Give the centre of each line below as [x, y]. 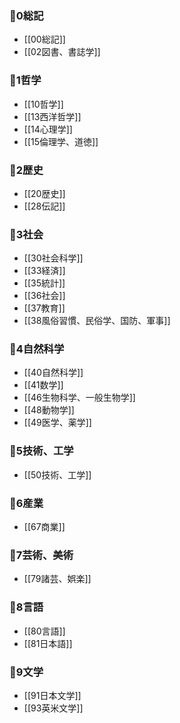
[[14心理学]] [48, 129]
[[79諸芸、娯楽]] [57, 579]
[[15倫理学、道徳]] [61, 141]
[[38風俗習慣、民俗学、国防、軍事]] [97, 321]
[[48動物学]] [49, 410]
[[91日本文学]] [52, 695]
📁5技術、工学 [41, 451]
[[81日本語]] [48, 643]
